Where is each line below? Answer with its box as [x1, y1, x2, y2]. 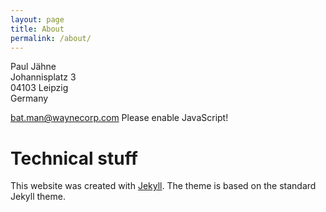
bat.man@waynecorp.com [10, 112, 120, 124]
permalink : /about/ [10, 33, 92, 43]
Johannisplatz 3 [10, 71, 77, 83]
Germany [10, 92, 49, 105]
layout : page [10, 14, 65, 25]
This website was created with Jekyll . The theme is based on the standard [10, 180, 317, 192]
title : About [10, 24, 65, 34]
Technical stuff [10, 147, 138, 170]
